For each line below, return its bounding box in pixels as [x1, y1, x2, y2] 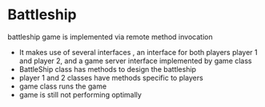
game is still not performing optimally [18, 89, 142, 99]
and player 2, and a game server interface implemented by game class [18, 56, 253, 65]
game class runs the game [18, 81, 107, 91]
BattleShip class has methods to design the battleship [18, 64, 197, 73]
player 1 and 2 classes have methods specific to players [18, 73, 203, 82]
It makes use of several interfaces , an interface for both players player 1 [18, 47, 258, 57]
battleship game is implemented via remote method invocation [7, 32, 213, 42]
